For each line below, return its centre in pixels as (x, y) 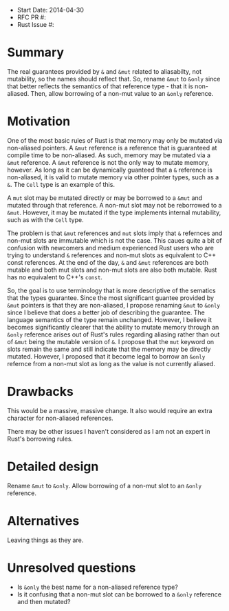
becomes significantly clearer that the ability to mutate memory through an (113, 327)
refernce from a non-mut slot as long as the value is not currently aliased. (111, 363)
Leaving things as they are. (45, 540)
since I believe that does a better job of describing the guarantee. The (106, 312)
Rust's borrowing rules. (40, 439)
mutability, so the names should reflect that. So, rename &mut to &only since (114, 79)
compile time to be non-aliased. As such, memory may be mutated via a (109, 155)
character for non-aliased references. (60, 418)
